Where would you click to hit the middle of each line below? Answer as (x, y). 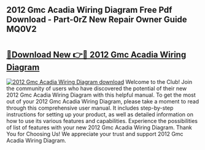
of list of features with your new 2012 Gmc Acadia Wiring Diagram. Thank (99, 127)
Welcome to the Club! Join (159, 82)
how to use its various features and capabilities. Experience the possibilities (102, 121)
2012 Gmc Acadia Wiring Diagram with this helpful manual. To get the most (101, 95)
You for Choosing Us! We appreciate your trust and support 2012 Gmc (95, 134)
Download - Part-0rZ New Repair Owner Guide (97, 20)
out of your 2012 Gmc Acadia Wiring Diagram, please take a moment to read (103, 101)
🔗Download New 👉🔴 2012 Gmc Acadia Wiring (96, 54)
